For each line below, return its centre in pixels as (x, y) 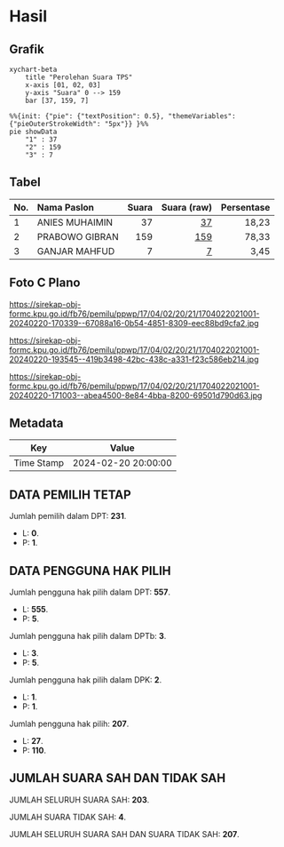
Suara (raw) (187, 207)
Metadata (36, 423)
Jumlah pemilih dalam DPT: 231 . (68, 516)
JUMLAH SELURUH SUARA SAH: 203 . (79, 799)
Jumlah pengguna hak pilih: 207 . (69, 724)
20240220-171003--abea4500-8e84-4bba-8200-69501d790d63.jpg (136, 395)
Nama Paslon (66, 207)
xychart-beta (33, 69)
